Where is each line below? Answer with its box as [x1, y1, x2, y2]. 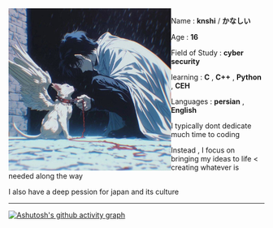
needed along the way [8, 171, 84, 181]
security [171, 57, 201, 66]
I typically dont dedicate [171, 121, 252, 131]
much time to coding [171, 130, 240, 139]
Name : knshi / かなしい [171, 16, 251, 25]
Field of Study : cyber [171, 48, 244, 58]
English [171, 105, 197, 114]
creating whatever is [171, 162, 240, 172]
